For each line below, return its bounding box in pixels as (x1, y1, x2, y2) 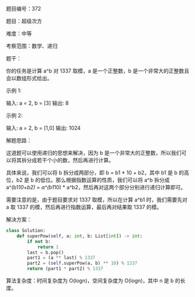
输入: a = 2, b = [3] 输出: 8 (6, 100, 69, 107)
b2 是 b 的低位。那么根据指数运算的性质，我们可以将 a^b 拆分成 (16, 176, 170, 183)
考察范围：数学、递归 (6, 43, 57, 49)
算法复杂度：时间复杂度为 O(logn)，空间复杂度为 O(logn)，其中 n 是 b (6, 277, 174, 284)
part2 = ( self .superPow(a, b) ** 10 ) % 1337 (27, 260, 138, 267)
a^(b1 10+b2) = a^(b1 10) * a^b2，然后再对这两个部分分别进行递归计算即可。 (6, 184, 186, 190)
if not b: (27, 238, 51, 244)
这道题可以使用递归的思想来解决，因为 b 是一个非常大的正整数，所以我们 (6, 149, 182, 156)
